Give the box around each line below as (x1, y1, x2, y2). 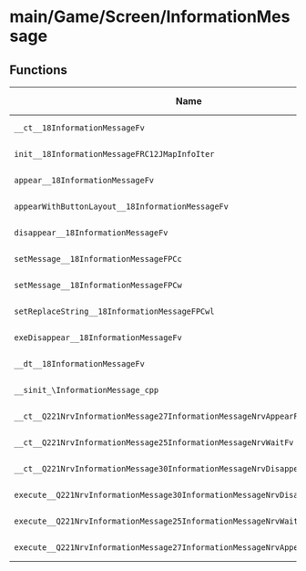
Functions (9, 62, 68, 78)
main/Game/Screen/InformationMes (9, 6, 291, 27)
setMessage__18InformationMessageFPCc (14, 254, 182, 264)
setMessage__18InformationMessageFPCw (14, 280, 182, 290)
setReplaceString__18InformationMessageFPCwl (14, 306, 215, 317)
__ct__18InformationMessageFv (14, 123, 146, 133)
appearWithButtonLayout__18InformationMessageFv (14, 202, 229, 212)
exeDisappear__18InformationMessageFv (14, 333, 182, 343)
